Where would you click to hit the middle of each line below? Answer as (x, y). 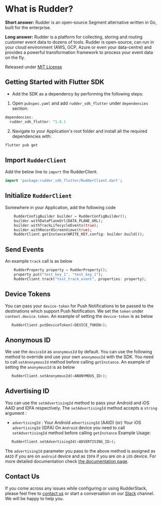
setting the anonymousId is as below (40, 367)
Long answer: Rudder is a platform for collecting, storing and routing (74, 37)
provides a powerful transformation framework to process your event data (79, 52)
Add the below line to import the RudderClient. (51, 172)
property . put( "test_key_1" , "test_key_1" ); (58, 274)
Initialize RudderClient (38, 196)
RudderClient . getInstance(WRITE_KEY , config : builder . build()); (79, 234)
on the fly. (15, 57)
